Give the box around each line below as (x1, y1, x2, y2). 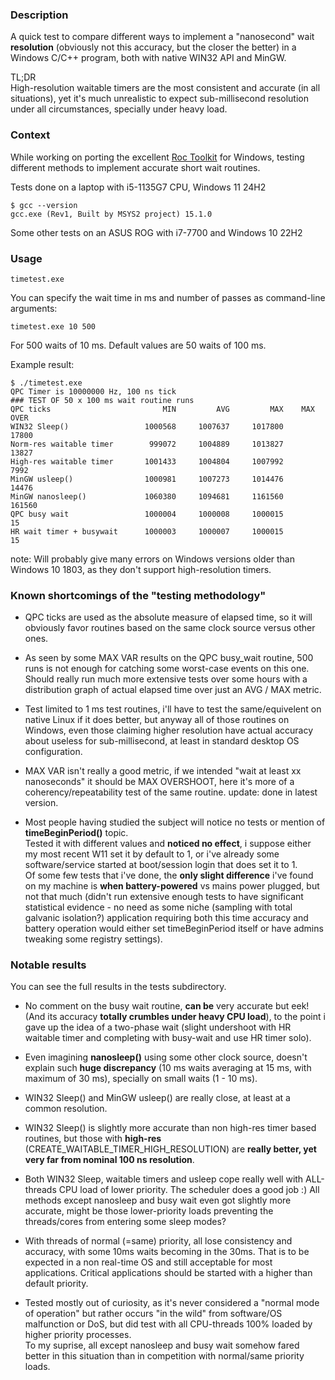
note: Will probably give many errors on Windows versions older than (10, 553, 295, 565)
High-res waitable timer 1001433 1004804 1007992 (10, 456, 284, 467)
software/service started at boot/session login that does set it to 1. (24, 859, 298, 871)
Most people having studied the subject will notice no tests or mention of (24, 816, 326, 828)
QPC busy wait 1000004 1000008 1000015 (10, 509, 284, 519)
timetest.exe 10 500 (10, 321, 97, 332)
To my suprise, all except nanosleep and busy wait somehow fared (24, 1339, 300, 1352)
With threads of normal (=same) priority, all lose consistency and (24, 1235, 293, 1247)
